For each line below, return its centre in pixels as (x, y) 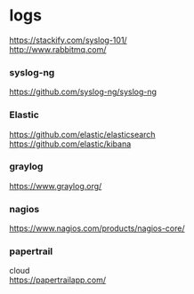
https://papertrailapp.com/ (58, 280)
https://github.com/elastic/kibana (70, 144)
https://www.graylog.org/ (56, 186)
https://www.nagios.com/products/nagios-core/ (97, 228)
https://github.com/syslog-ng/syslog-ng (83, 92)
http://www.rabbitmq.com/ (58, 49)
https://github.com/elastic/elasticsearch (82, 134)
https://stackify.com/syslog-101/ (68, 40)
